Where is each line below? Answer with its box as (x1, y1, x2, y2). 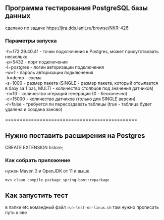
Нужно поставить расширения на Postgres (5, 131, 145, 140)
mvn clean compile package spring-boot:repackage (5, 178, 110, 183)
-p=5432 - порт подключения (5, 59, 68, 65)
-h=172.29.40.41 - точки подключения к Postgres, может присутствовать (5, 49, 159, 55)
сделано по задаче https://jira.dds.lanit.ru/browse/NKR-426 (5, 25, 129, 31)
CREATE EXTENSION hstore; (5, 144, 63, 150)
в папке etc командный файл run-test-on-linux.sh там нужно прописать (5, 204, 160, 210)
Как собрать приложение (5, 157, 71, 164)
